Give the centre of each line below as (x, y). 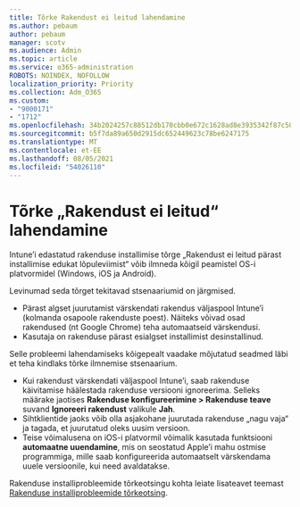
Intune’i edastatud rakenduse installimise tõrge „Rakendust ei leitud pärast (146, 254)
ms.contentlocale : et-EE (55, 150)
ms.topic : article (43, 59)
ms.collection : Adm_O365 (55, 92)
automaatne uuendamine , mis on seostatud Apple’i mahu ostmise (144, 447)
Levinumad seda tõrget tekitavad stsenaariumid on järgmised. (123, 291)
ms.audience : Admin (46, 51)
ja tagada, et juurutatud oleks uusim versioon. (106, 428)
